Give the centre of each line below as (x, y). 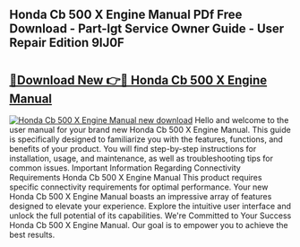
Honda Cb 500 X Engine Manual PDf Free (126, 15)
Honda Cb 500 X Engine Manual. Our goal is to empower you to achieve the (149, 225)
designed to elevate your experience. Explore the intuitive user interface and (150, 206)
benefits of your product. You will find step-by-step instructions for (133, 149)
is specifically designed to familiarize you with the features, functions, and (146, 139)
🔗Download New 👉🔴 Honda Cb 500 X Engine (138, 80)
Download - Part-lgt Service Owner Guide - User (147, 29)
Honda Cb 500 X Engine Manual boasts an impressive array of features (141, 196)
